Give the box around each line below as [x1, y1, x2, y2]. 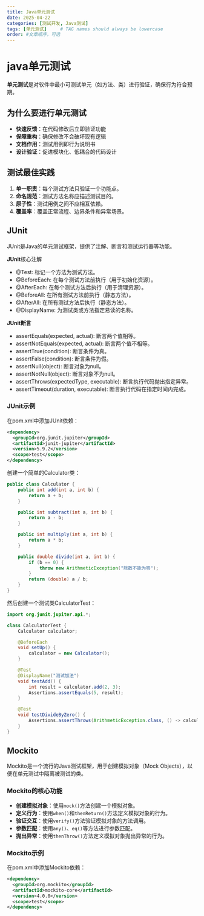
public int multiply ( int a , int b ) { [18, 531, 113, 538]
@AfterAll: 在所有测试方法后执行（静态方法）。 [15, 298, 130, 306]
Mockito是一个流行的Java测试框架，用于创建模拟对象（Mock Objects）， [7, 762, 188, 770]
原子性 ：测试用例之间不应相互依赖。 [15, 200, 107, 207]
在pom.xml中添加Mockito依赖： [7, 864, 86, 871]
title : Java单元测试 [7, 9, 55, 15]
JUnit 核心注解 [7, 255, 42, 263]
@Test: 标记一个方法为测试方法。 [15, 268, 99, 275]
